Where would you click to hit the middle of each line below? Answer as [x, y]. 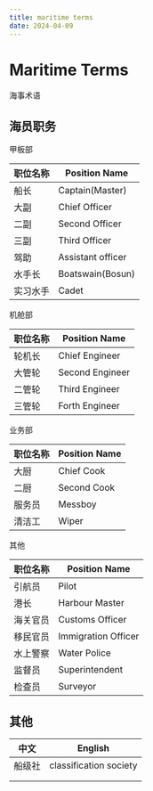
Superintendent [91, 670]
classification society [93, 765]
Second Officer [90, 224]
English [93, 748]
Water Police [85, 653]
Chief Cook [82, 471]
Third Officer [85, 241]
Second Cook [87, 488]
